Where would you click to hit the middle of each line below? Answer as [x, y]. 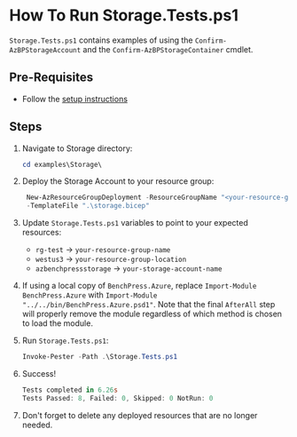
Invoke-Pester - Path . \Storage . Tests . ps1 [100, 357]
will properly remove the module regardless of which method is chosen [152, 314]
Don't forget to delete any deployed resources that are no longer [140, 415]
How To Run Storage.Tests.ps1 [124, 16]
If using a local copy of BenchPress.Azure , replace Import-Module [139, 286]
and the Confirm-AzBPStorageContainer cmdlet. [168, 49]
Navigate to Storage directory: [77, 148]
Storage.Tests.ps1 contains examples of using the [101, 40]
